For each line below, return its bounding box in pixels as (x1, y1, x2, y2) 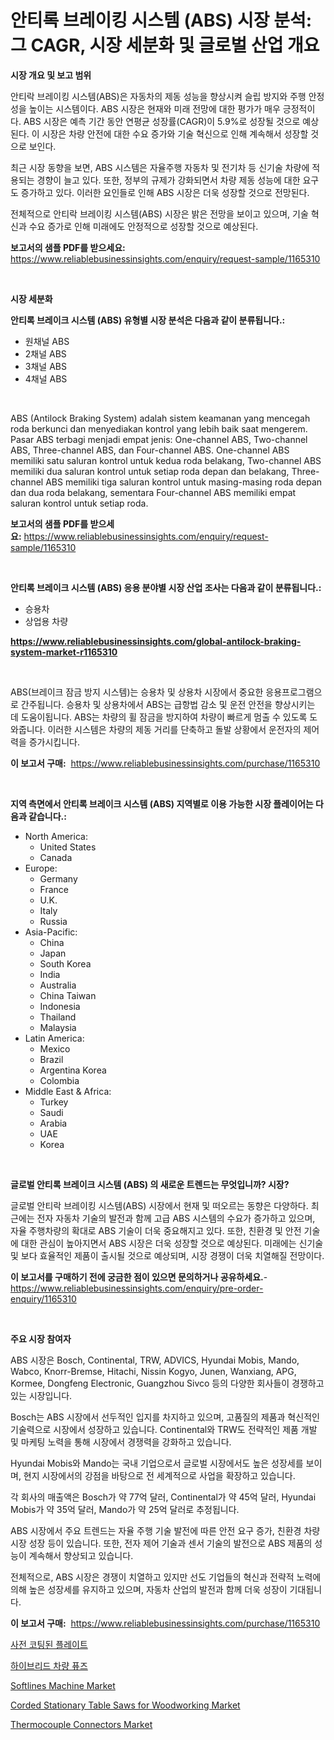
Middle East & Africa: (24, 1085, 112, 1097)
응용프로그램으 (265, 686, 323, 698)
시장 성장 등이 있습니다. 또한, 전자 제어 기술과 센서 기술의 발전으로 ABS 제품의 (10, 1537, 313, 1549)
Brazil (39, 1053, 64, 1065)
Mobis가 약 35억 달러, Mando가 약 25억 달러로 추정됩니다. (10, 1503, 240, 1515)
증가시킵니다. (28, 736, 81, 748)
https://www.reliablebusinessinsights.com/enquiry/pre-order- (10, 1282, 264, 1294)
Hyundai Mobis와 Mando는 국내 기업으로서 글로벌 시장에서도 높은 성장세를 (10, 1457, 304, 1469)
